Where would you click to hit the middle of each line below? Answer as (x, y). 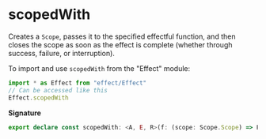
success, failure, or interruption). (61, 53)
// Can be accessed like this (58, 90)
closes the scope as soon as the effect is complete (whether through (120, 44)
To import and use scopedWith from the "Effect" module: (99, 68)
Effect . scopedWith (38, 98)
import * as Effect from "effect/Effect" (78, 83)
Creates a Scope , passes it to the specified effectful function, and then (122, 36)
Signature (25, 113)
